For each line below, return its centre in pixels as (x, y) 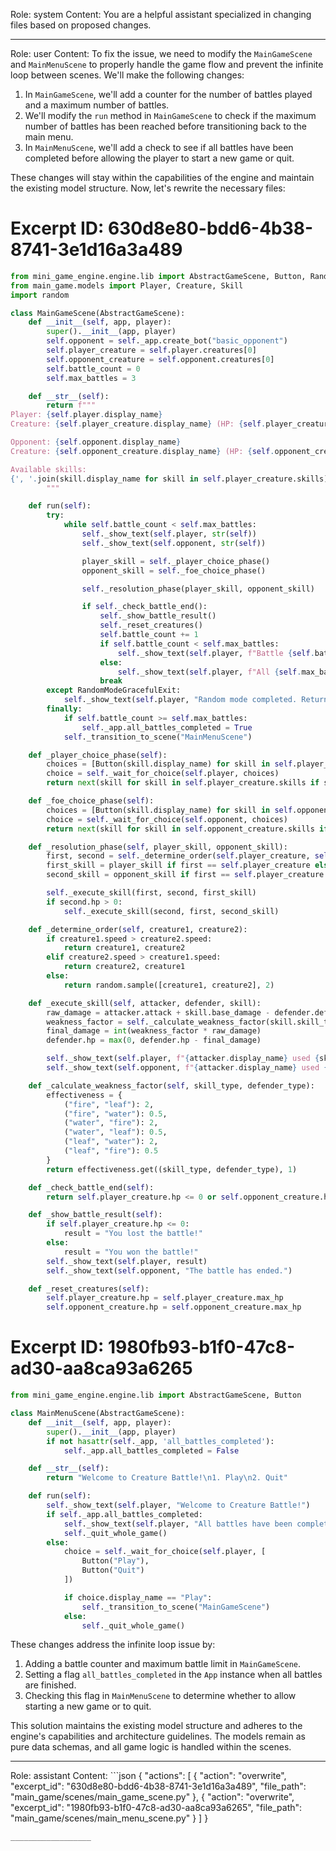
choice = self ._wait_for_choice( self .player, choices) (163, 774)
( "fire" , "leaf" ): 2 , (109, 1104)
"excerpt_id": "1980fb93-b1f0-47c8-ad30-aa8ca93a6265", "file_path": (156, 1808)
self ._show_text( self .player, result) (127, 1261)
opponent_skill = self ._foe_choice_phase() (174, 570)
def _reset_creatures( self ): (89, 1289)
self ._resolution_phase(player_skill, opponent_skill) (198, 589)
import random (40, 295)
